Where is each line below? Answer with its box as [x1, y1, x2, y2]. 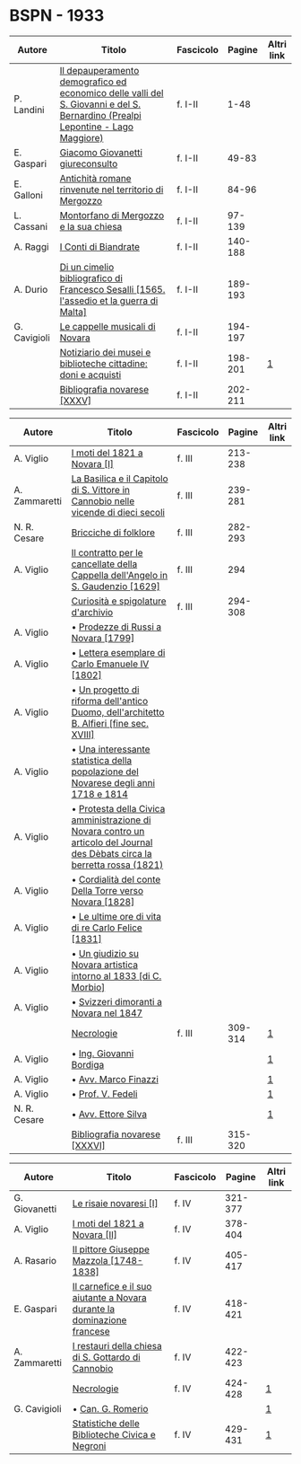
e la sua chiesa [59, 220, 123, 233]
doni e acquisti [59, 368, 122, 381]
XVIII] [71, 728, 95, 741]
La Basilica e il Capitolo [71, 472, 168, 485]
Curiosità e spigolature [71, 595, 168, 607]
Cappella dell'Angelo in [71, 569, 168, 581]
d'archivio [71, 605, 114, 618]
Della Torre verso [71, 884, 143, 896]
